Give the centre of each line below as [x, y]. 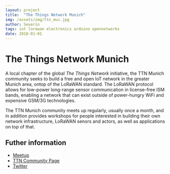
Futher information [36, 143]
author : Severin [22, 24]
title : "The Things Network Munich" [45, 15]
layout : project [22, 10]
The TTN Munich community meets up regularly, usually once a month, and [85, 110]
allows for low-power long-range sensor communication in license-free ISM [85, 90]
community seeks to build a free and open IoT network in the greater [77, 79]
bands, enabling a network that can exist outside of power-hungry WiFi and [85, 95]
